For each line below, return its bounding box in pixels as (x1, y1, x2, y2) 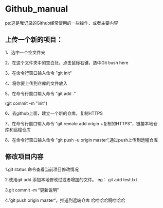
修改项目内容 (5, 153, 44, 161)
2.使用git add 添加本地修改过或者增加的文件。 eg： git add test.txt (5, 176, 137, 182)
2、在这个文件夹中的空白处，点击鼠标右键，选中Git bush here (5, 60, 128, 65)
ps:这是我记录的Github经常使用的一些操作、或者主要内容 (5, 20, 118, 26)
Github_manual (5, 3, 68, 15)
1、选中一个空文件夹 (5, 49, 45, 55)
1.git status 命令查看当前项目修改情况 (5, 166, 79, 172)
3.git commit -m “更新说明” (5, 187, 59, 192)
